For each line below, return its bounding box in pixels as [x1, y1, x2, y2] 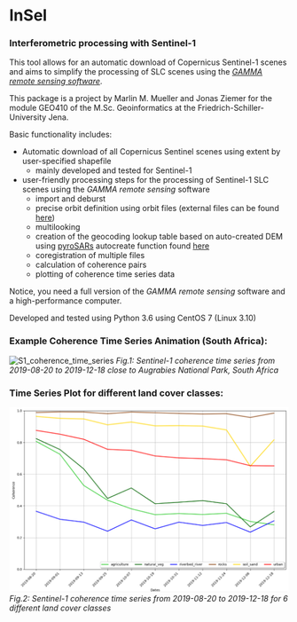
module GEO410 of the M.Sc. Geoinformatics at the [9, 103, 197, 114]
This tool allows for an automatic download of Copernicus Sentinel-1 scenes [9, 57, 287, 67]
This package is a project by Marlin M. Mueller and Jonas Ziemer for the [9, 93, 273, 104]
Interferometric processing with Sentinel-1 [9, 37, 197, 50]
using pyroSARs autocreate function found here [35, 240, 210, 251]
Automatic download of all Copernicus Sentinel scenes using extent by [21, 146, 281, 157]
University [9, 112, 47, 122]
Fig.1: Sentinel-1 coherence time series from [115, 355, 276, 366]
